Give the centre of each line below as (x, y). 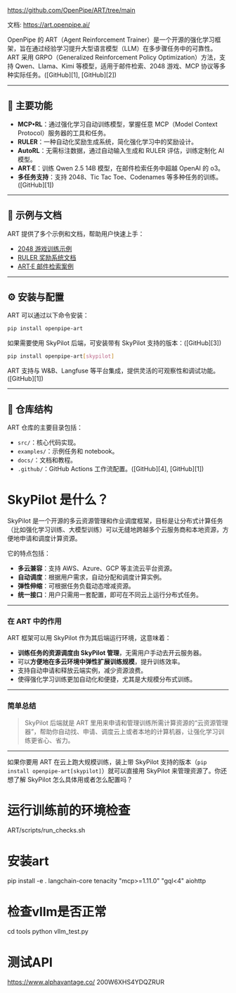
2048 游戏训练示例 (45, 249)
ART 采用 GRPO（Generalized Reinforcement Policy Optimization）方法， (113, 57)
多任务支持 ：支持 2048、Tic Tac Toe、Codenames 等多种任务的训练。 (120, 177)
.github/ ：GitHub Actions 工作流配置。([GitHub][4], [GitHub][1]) (111, 469)
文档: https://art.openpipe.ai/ (48, 25)
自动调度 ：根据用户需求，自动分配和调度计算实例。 (91, 577)
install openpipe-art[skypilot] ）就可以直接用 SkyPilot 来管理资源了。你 (114, 770)
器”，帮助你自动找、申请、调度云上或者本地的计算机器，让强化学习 (121, 731)
